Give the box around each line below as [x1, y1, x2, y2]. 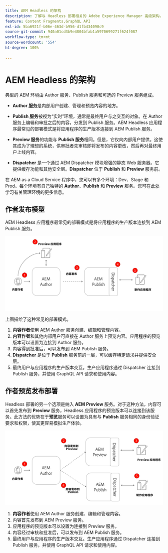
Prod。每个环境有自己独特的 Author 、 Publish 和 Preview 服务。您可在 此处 [5, 183, 160, 189]
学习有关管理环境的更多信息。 [5, 189, 66, 195]
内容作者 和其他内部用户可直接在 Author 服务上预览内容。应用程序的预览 [12, 333, 161, 339]
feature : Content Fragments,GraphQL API [5, 19, 91, 24]
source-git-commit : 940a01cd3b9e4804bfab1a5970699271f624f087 [5, 29, 137, 35]
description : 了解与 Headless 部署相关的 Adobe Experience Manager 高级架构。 [5, 13, 163, 19]
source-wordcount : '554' [5, 40, 57, 45]
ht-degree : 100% [5, 45, 39, 50]
